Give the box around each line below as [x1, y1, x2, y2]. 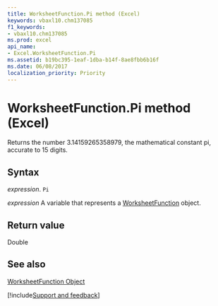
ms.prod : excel [7, 37, 52, 44]
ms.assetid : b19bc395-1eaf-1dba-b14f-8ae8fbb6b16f [7, 57, 159, 64]
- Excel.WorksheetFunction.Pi [7, 50, 97, 57]
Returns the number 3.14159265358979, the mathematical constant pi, [7, 139, 212, 147]
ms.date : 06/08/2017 [7, 63, 68, 70]
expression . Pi [7, 185, 49, 194]
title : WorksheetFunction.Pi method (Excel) [7, 10, 140, 18]
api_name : [7, 43, 37, 50]
